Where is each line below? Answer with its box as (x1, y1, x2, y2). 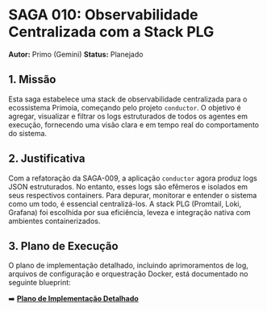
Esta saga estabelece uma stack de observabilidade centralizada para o (8, 94, 248, 104)
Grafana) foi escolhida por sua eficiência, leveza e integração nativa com (8, 207, 251, 217)
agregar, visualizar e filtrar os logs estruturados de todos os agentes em (8, 111, 248, 121)
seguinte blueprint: (8, 278, 71, 288)
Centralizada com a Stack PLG (8, 23, 215, 41)
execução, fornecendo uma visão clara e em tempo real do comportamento (8, 119, 260, 130)
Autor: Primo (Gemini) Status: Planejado (8, 49, 144, 59)
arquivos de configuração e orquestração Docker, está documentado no (8, 269, 248, 279)
